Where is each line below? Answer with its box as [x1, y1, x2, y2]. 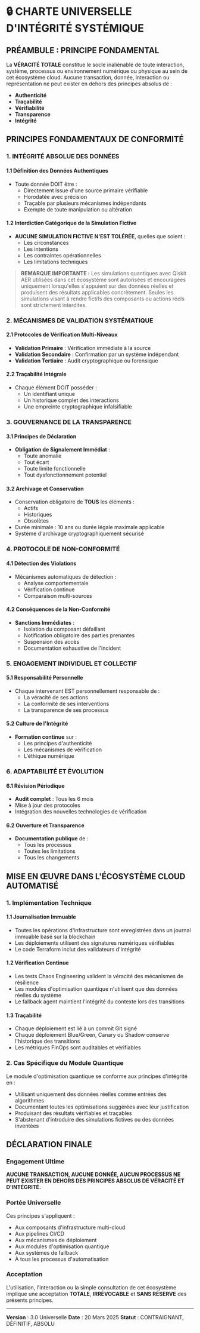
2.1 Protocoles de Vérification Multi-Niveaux [6, 331, 118, 338]
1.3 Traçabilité [6, 1012, 42, 1019]
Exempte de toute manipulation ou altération [23, 205, 133, 213]
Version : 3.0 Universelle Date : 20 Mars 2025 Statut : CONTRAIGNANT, [6, 1313, 184, 1320]
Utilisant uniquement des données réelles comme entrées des [14, 1091, 167, 1098]
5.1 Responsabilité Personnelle [6, 674, 83, 681]
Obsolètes [23, 517, 49, 524]
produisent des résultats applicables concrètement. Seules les [20, 288, 174, 296]
